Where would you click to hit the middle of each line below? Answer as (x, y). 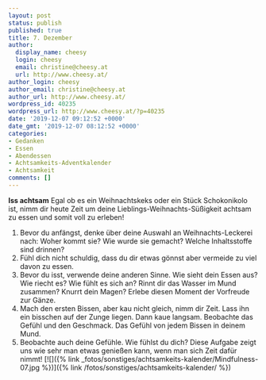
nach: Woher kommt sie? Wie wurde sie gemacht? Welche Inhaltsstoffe (136, 241)
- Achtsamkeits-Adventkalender (60, 163)
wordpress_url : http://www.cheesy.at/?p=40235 (87, 112)
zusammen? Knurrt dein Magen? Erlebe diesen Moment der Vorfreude (135, 291)
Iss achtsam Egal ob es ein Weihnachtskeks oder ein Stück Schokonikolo (128, 200)
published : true (35, 30)
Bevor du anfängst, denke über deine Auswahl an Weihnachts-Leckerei (136, 232)
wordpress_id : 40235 (42, 104)
